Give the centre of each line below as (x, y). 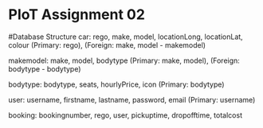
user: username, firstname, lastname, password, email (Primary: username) (132, 99)
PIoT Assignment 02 (77, 15)
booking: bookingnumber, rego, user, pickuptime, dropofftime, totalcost (126, 115)
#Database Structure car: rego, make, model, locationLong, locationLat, (126, 37)
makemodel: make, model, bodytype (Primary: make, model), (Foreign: (124, 60)
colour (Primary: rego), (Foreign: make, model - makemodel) (107, 45)
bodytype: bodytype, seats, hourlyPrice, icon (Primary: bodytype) (116, 84)
